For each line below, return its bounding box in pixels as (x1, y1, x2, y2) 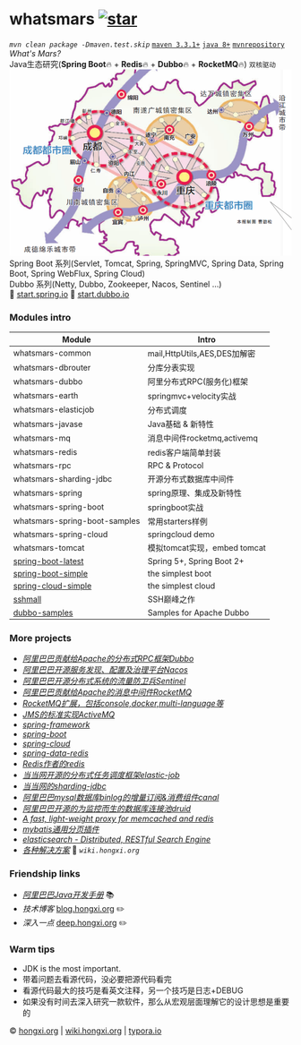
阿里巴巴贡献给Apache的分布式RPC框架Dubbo (21, 654, 194, 664)
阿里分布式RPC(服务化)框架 (147, 376, 249, 387)
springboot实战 (147, 501, 204, 512)
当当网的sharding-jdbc (21, 781, 107, 792)
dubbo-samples (13, 607, 73, 618)
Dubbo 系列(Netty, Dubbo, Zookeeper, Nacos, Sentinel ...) (9, 278, 222, 289)
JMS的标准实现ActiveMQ (21, 709, 116, 720)
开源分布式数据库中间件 (147, 474, 235, 484)
